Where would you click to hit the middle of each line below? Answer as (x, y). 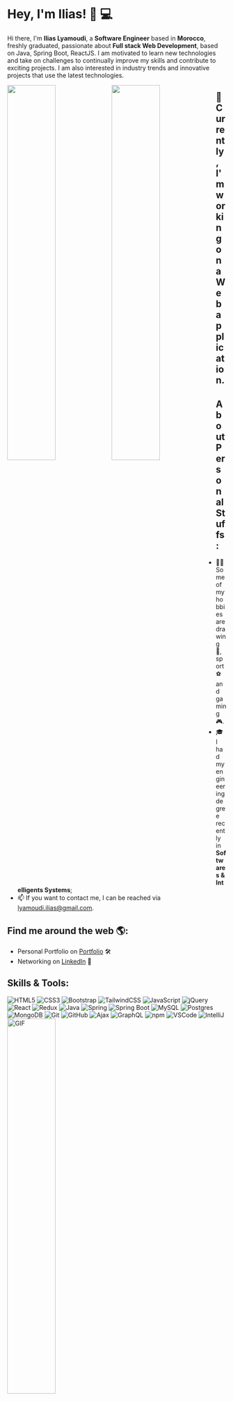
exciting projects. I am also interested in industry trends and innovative (109, 68)
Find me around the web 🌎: (68, 931)
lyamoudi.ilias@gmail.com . (56, 908)
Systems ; (58, 890)
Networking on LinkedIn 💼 (54, 961)
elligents (30, 890)
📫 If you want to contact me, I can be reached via (89, 898)
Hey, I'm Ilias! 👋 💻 (60, 14)
